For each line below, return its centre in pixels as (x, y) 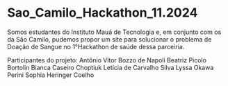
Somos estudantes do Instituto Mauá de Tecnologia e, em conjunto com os (114, 32)
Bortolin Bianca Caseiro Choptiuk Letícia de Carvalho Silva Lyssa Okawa (111, 67)
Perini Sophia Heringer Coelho (51, 75)
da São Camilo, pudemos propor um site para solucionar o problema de (109, 39)
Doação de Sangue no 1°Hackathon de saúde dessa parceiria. (96, 46)
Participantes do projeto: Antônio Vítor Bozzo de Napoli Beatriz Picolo (107, 60)
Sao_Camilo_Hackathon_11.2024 (103, 13)
